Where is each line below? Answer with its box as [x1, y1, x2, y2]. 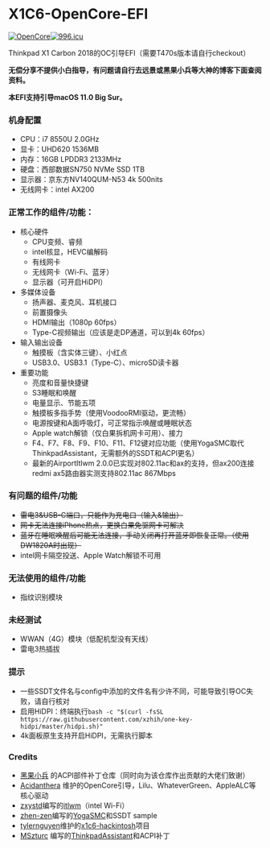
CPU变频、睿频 [31, 237, 83, 246]
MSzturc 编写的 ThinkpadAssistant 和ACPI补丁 [19, 831, 170, 841]
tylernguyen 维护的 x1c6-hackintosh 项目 [19, 821, 150, 830]
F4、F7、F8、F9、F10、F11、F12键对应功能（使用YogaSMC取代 [31, 438, 245, 448]
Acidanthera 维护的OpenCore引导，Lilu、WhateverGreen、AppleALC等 [19, 780, 256, 790]
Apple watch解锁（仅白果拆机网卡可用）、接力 [31, 428, 183, 437]
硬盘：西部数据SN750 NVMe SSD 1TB [19, 164, 145, 174]
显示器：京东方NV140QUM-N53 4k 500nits [19, 175, 163, 184]
